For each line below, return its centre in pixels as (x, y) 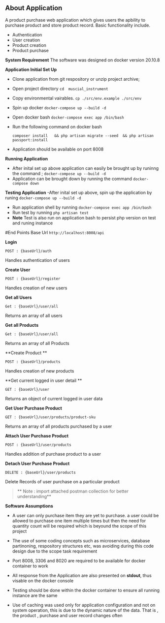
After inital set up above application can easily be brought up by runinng (85, 168)
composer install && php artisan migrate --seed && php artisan (83, 136)
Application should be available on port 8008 (58, 149)
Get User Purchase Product (34, 408)
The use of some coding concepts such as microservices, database (81, 540)
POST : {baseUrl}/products (33, 362)
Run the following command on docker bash (57, 126)
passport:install (30, 140)
